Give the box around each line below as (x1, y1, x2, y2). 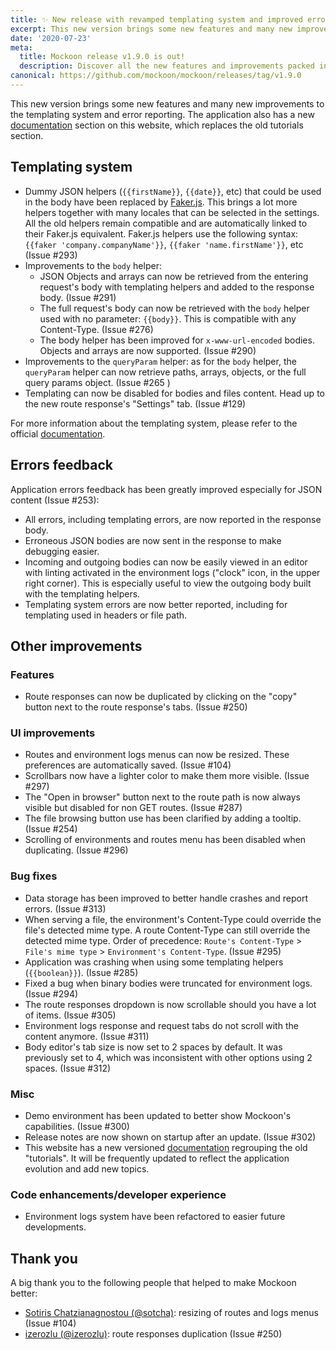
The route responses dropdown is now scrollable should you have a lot (24, 998, 317, 1010)
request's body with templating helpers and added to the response (39, 281, 315, 293)
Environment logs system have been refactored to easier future (24, 1211, 286, 1223)
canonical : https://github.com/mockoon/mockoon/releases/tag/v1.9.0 (10, 71, 302, 81)
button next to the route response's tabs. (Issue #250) (24, 701, 248, 713)
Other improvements (10, 637, 143, 655)
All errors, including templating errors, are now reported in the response (24, 513, 322, 525)
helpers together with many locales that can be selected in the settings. (24, 206, 320, 218)
